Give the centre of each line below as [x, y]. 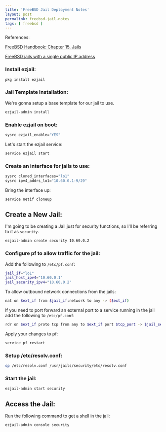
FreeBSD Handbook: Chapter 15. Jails [43, 47]
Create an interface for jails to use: [47, 166]
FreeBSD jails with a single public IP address [50, 57]
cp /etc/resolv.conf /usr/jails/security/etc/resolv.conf [66, 366]
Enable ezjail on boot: [31, 125]
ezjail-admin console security [37, 425]
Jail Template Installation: [37, 92]
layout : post [19, 14]
